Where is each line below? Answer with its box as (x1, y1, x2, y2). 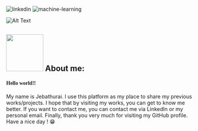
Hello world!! (6, 80, 36, 86)
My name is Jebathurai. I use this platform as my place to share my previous (6, 93, 193, 100)
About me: (44, 64, 85, 74)
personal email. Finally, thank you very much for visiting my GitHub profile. (6, 112, 188, 119)
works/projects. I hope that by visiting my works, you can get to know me (6, 99, 186, 106)
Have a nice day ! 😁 (6, 118, 55, 125)
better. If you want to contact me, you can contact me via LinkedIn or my (6, 105, 184, 112)
